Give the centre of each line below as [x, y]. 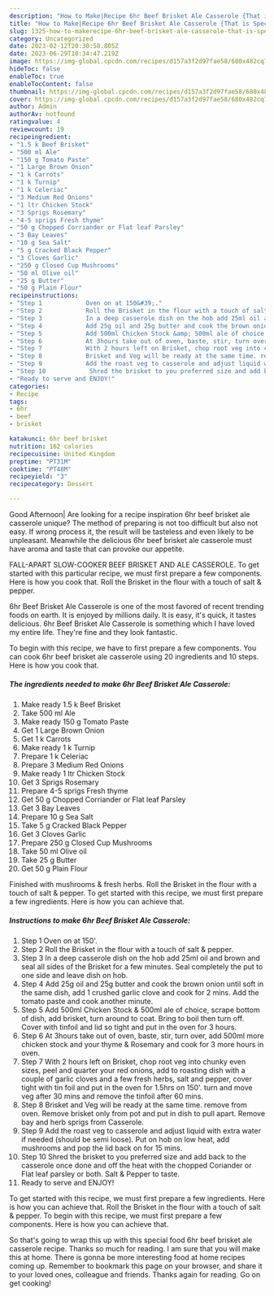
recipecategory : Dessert [51, 485]
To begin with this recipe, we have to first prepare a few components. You [133, 648]
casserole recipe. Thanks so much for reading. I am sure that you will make [135, 1248]
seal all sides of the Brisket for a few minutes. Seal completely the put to [142, 966]
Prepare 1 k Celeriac [54, 756]
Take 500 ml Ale [48, 713]
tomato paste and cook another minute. [87, 1001]
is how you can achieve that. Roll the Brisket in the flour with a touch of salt [135, 1207]
